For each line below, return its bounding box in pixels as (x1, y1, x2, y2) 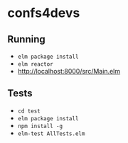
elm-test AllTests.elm (17, 130, 85, 137)
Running (7, 33, 46, 45)
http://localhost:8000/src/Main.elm (17, 67, 121, 75)
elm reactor (17, 61, 53, 68)
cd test (17, 108, 41, 115)
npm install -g (17, 122, 63, 130)
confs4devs (7, 5, 80, 21)
